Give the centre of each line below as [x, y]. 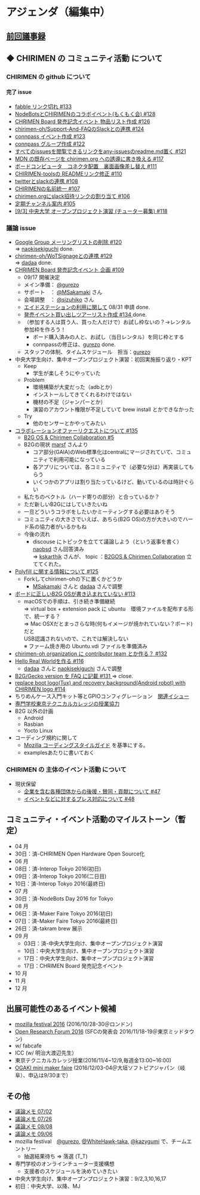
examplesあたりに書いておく [59, 753]
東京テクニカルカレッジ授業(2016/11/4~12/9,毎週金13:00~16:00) [93, 1061]
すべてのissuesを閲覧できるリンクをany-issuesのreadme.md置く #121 [100, 151]
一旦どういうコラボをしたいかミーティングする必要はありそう [99, 512]
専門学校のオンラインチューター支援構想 [64, 1164]
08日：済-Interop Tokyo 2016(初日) [58, 868]
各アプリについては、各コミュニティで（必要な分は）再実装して [111, 467]
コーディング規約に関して [46, 738]
